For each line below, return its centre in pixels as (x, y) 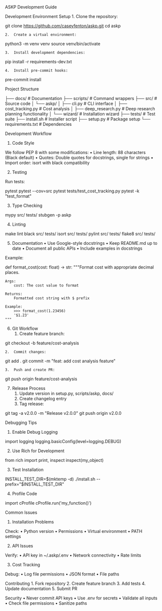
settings (13, 536)
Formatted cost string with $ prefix (52, 298)
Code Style (23, 143)
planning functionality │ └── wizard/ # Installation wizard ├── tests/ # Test (80, 114)
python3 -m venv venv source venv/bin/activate (53, 44)
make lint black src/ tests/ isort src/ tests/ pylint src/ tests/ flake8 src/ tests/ (80, 234)
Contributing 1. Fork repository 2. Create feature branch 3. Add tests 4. (75, 583)
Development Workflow (29, 134)
